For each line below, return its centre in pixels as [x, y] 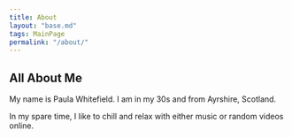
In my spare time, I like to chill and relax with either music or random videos [146, 117]
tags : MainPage [37, 34]
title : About [33, 17]
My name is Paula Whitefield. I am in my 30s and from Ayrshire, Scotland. [143, 99]
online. [21, 126]
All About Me [46, 77]
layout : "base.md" [43, 26]
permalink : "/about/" [49, 42]
